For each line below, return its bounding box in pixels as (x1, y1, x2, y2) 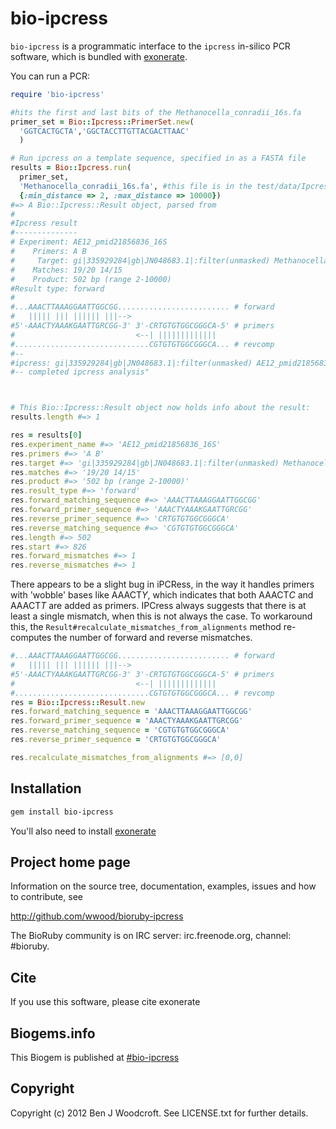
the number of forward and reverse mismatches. (53, 632, 253, 644)
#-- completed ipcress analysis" (10, 367, 150, 377)
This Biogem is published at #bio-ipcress (10, 1051, 180, 1063)
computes (10, 632, 52, 644)
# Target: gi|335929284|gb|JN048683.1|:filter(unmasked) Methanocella (10, 255, 329, 266)
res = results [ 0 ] (10, 430, 83, 441)
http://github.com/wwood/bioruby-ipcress (10, 910, 184, 922)
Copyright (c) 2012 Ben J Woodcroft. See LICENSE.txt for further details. (10, 1107, 309, 1119)
